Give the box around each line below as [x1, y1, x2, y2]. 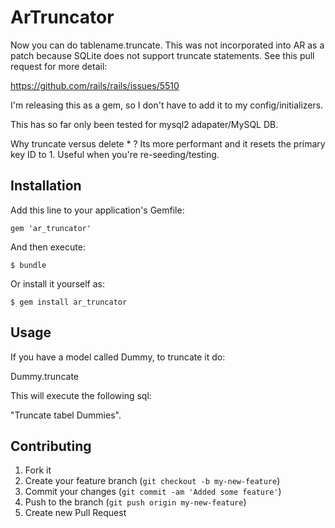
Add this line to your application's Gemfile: [10, 204, 185, 216]
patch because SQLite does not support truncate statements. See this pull [10, 49, 315, 61]
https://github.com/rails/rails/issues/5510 [10, 79, 180, 91]
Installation [10, 177, 82, 195]
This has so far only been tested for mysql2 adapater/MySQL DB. [10, 118, 279, 130]
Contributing [10, 437, 92, 455]
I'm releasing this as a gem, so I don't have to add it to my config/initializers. [10, 99, 324, 111]
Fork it [24, 464, 52, 476]
